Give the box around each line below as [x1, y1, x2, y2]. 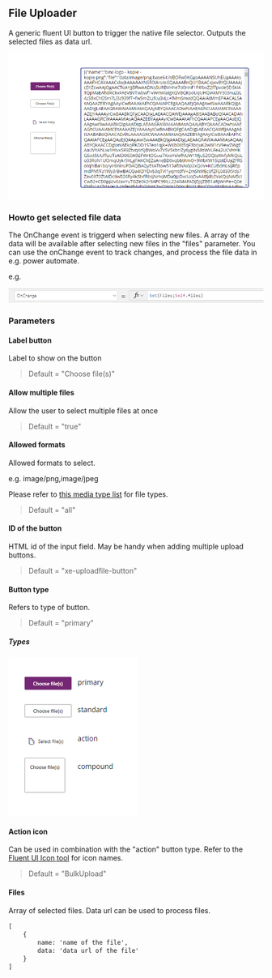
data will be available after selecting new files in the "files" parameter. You [8, 239, 256, 249]
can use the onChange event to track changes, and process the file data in [8, 247, 257, 258]
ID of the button [8, 523, 62, 533]
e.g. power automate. [8, 256, 79, 266]
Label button [8, 335, 53, 345]
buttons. [8, 550, 36, 560]
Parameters [8, 315, 55, 327]
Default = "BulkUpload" [28, 869, 107, 878]
